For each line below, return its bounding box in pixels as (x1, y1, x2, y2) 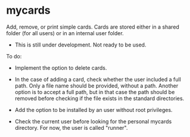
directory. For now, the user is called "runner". (14, 124, 128, 131)
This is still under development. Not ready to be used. (14, 41, 147, 48)
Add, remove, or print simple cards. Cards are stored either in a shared (6, 23, 180, 30)
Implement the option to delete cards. (14, 64, 107, 71)
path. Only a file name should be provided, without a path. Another (14, 82, 179, 89)
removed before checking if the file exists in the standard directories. (14, 95, 185, 102)
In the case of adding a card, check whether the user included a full (14, 76, 182, 83)
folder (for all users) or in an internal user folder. (6, 29, 124, 36)
